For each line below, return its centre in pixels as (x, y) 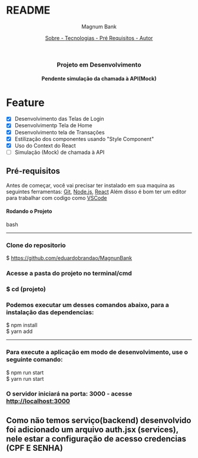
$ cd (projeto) (26, 289)
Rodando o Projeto (29, 211)
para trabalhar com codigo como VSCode (57, 197)
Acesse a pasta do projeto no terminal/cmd (69, 273)
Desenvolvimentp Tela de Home (53, 126)
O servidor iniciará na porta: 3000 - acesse (69, 394)
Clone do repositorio (36, 245)
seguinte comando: (34, 360)
